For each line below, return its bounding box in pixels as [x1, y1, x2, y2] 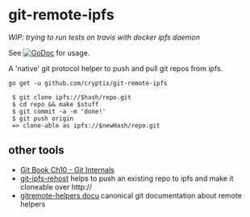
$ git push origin [11, 115, 74, 123]
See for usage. [8, 48, 90, 57]
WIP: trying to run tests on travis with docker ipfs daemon [8, 32, 200, 42]
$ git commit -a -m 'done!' [11, 107, 106, 115]
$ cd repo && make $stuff [11, 100, 99, 108]
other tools [8, 144, 65, 157]
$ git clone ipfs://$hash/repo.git [11, 93, 131, 102]
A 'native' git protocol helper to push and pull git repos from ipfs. [8, 63, 223, 73]
